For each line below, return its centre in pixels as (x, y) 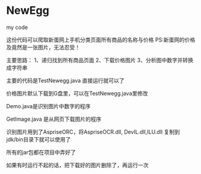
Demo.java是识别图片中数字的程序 (48, 106)
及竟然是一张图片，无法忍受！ (43, 47)
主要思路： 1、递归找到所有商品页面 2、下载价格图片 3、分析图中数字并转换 (100, 60)
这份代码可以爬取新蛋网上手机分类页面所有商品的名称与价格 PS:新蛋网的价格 (101, 39)
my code (17, 27)
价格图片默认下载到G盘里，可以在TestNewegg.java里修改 (77, 93)
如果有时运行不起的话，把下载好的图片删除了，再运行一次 (77, 165)
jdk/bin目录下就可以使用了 (39, 139)
